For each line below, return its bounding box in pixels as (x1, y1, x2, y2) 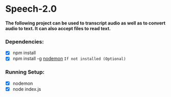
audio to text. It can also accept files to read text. (5, 25, 111, 31)
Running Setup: (5, 68, 45, 76)
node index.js (12, 86, 41, 92)
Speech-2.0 (5, 3, 57, 15)
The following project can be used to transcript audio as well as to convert (5, 20, 166, 26)
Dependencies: (5, 38, 44, 45)
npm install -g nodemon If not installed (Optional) (12, 56, 126, 62)
